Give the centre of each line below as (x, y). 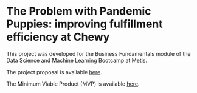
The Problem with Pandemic (79, 11)
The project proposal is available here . (54, 72)
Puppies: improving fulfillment (85, 24)
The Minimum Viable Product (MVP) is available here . (73, 84)
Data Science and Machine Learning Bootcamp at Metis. (77, 60)
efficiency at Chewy (58, 37)
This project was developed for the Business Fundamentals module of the (98, 53)
